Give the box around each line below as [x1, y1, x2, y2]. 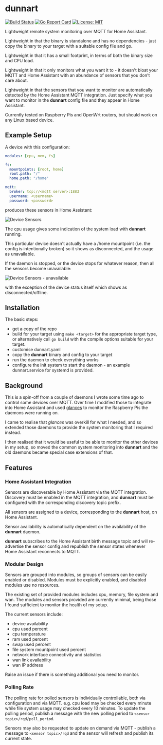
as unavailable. [5, 251, 35, 257]
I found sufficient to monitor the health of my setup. [5, 602, 109, 608]
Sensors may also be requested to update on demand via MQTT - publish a [5, 725, 156, 731]
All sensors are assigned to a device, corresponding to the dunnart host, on [5, 509, 157, 515]
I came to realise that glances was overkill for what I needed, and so [5, 419, 142, 425]
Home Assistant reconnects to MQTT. [5, 548, 81, 554]
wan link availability [12, 657, 52, 663]
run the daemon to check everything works [12, 357, 99, 363]
